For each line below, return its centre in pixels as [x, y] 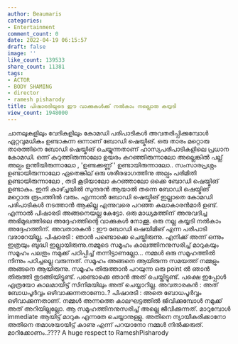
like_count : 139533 [36, 60]
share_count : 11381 [36, 67]
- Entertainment [31, 27]
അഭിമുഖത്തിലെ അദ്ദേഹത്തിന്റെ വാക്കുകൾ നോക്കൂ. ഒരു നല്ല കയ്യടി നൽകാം [114, 221]
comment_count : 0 [33, 34]
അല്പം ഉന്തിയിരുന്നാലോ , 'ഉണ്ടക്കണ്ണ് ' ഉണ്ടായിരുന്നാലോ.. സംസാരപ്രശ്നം [112, 165]
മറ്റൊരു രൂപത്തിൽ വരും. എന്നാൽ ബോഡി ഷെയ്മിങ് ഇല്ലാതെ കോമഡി [110, 196]
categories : [25, 21]
